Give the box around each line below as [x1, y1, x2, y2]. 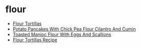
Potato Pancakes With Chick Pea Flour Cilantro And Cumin [12, 26, 136, 32]
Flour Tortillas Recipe [12, 37, 58, 43]
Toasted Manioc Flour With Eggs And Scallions [12, 31, 111, 37]
